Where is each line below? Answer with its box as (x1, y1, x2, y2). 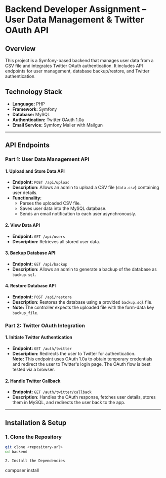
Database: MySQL (12, 111, 50, 117)
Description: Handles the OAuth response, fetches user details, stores (12, 394, 156, 400)
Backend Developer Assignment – (5, 3, 147, 15)
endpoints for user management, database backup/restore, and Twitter (5, 68, 150, 74)
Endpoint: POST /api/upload (12, 179, 70, 185)
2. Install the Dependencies (5, 458, 65, 463)
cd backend (5, 449, 28, 454)
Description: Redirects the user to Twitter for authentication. (12, 351, 136, 357)
